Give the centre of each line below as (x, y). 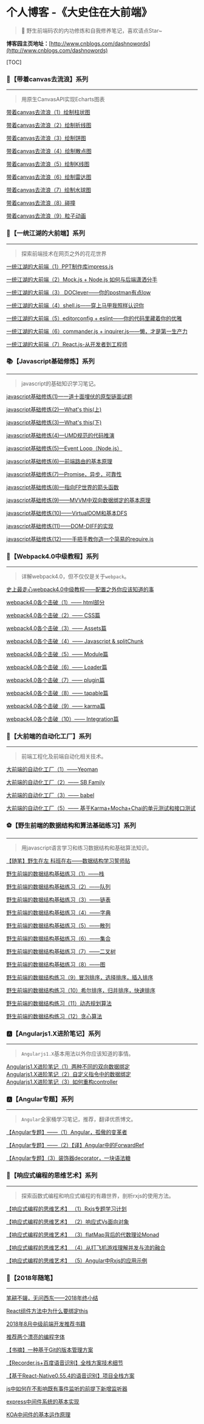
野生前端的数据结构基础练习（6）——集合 (59, 938)
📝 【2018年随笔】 (31, 1278)
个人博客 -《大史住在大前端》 (79, 13)
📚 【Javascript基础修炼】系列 (51, 362)
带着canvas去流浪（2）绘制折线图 (49, 125)
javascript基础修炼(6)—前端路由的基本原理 (59, 461)
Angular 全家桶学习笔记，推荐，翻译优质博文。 (79, 1119)
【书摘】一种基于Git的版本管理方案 (50, 1350)
